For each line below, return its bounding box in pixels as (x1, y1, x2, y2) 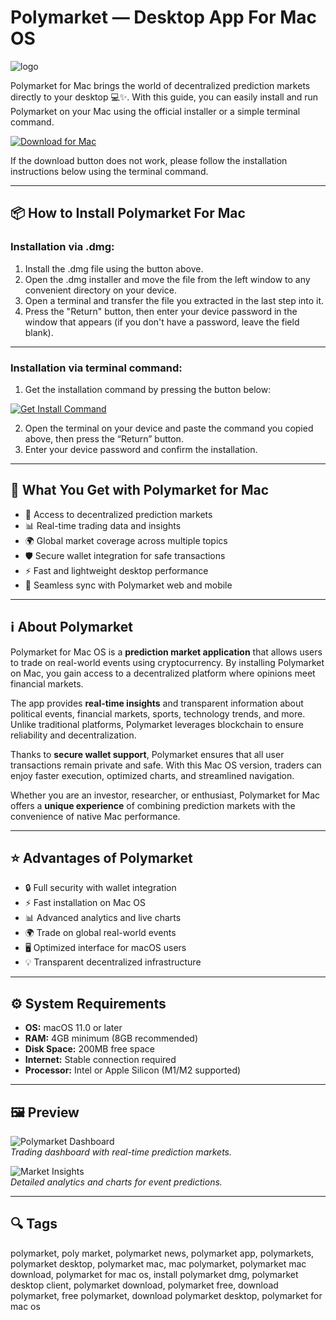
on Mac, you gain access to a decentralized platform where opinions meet (10, 667, 316, 679)
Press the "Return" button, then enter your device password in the (24, 305, 298, 317)
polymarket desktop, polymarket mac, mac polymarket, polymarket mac (10, 1257, 307, 1270)
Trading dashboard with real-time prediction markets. (10, 1146, 233, 1158)
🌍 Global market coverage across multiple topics (24, 534, 228, 546)
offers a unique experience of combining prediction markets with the (10, 799, 296, 811)
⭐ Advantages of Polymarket (10, 849, 193, 866)
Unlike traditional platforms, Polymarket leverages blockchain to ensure (10, 718, 304, 730)
